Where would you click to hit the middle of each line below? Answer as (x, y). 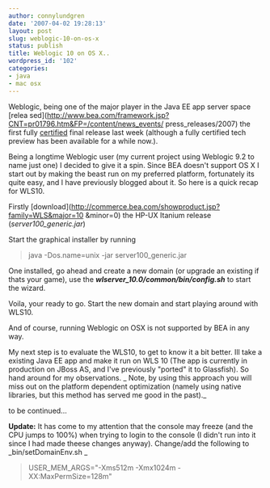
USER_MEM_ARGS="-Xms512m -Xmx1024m (102, 467)
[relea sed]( (28, 115)
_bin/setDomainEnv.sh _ (48, 452)
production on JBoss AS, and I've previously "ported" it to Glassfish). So (129, 369)
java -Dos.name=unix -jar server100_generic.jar (108, 255)
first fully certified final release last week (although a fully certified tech (127, 132)
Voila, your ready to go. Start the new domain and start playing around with (133, 303)
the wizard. (27, 288)
